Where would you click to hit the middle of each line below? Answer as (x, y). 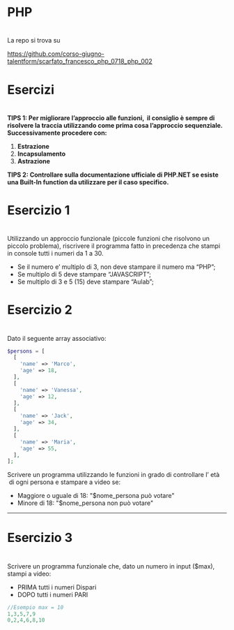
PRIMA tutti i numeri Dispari (57, 587)
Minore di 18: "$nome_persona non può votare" (85, 503)
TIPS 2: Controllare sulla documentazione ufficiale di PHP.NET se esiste (113, 175)
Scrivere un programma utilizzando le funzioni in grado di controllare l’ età (114, 475)
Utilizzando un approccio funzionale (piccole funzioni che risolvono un (109, 239)
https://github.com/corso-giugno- (56, 54)
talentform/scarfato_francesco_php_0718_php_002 (80, 61)
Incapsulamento (41, 154)
